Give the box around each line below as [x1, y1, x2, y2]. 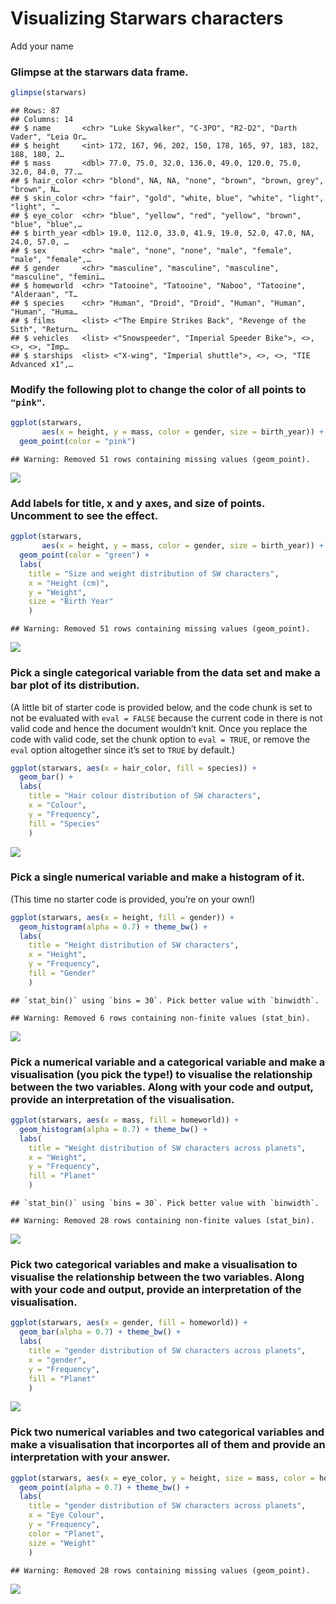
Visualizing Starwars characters [10, 7, 284, 30]
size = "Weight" [28, 1538, 97, 1548]
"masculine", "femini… [10, 272, 105, 282]
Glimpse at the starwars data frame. [10, 65, 189, 79]
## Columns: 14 [10, 115, 74, 125]
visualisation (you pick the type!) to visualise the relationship [10, 1067, 313, 1081]
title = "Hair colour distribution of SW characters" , [28, 791, 262, 801]
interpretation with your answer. [10, 1450, 171, 1464]
